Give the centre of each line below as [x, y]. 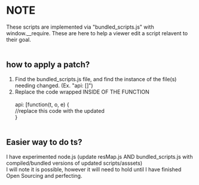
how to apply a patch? [48, 65]
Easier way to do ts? [44, 142]
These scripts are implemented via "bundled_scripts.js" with [80, 27]
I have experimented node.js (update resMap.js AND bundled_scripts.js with [99, 156]
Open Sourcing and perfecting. [44, 175]
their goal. [19, 39]
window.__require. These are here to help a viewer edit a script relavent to [97, 33]
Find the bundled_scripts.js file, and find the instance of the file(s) [96, 79]
